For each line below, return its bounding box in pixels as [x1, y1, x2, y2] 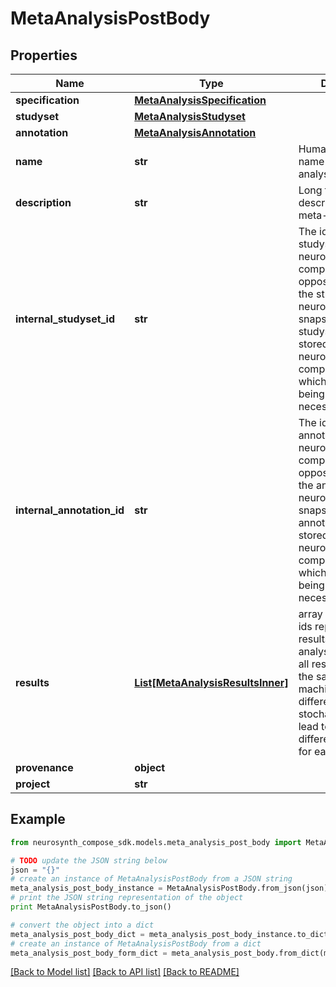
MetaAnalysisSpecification [134, 93, 267, 107]
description [15, 196, 72, 209]
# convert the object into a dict [10, 920, 155, 930]
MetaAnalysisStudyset [134, 110, 246, 123]
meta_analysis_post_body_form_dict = [10, 948, 168, 958]
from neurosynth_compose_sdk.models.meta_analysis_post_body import [10, 837, 302, 847]
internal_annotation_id [15, 503, 125, 517]
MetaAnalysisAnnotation [134, 126, 257, 139]
